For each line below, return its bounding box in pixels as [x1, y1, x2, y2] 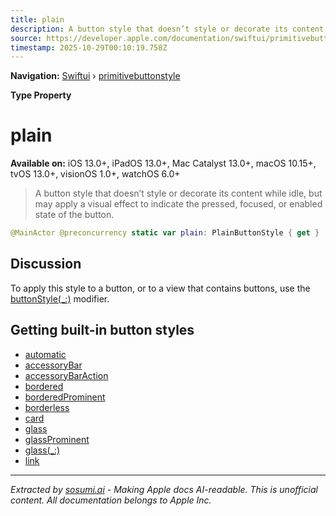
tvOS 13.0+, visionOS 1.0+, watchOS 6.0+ [10, 168, 181, 180]
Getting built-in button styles [10, 322, 195, 339]
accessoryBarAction [24, 369, 109, 381]
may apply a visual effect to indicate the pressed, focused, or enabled [34, 198, 323, 210]
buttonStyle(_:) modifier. [10, 292, 110, 305]
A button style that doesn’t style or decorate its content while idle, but [34, 187, 323, 200]
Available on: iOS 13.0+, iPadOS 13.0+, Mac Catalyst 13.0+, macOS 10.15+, [10, 157, 317, 170]
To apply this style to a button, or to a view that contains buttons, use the [10, 282, 311, 294]
